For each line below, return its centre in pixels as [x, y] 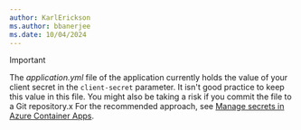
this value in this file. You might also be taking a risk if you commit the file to [150, 97]
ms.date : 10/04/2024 [48, 34]
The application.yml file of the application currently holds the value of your [149, 78]
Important [28, 60]
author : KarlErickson [50, 18]
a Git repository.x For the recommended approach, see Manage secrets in [147, 107]
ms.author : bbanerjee [50, 26]
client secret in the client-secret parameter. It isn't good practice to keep [147, 88]
